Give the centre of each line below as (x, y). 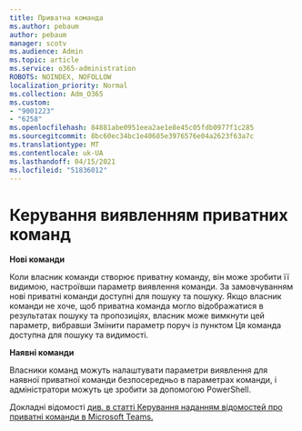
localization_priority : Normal (69, 85)
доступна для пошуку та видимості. (79, 335)
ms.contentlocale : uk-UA (56, 153)
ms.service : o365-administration (73, 69)
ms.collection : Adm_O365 (56, 94)
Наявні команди (42, 353)
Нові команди (37, 259)
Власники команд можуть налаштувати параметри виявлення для (139, 370)
